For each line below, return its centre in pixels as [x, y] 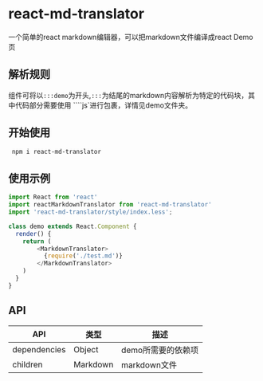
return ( [37, 241]
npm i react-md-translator [57, 151]
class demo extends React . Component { [73, 226]
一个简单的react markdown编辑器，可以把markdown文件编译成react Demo [131, 37]
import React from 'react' [53, 197]
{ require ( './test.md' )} [83, 256]
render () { [33, 234]
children [27, 364]
